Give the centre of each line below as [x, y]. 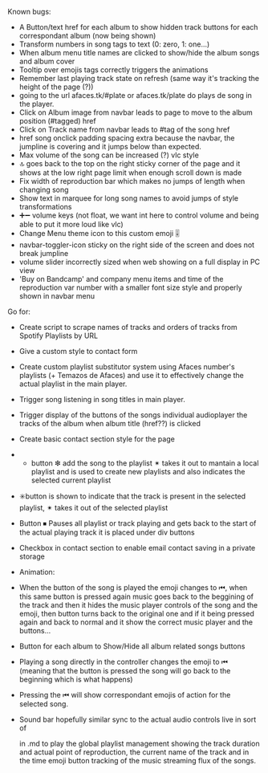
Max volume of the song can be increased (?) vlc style [109, 155]
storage [32, 556]
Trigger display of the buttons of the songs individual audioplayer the [133, 415]
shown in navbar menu [57, 296]
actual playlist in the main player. [73, 384]
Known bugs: [29, 12]
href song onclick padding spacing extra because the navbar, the [127, 138]
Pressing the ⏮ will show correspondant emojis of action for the [125, 695]
